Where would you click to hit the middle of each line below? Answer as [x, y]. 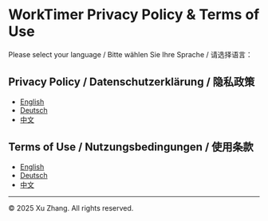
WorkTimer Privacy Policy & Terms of [134, 15]
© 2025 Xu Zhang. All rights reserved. [71, 207]
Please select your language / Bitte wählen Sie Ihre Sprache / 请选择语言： [130, 54]
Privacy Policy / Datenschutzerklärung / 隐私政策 [132, 82]
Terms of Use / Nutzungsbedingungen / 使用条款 [131, 147]
